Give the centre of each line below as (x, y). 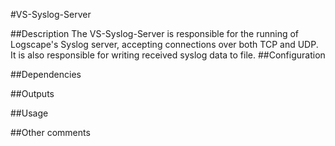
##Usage (29, 113)
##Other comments (50, 132)
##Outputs (32, 93)
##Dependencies (46, 74)
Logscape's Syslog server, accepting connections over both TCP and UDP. (164, 44)
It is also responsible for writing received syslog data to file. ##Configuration (168, 55)
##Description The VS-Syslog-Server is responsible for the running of (155, 33)
